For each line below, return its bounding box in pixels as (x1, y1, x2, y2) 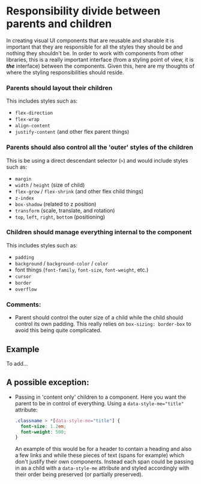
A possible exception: (6, 377, 89, 388)
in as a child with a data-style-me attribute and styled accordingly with (14, 464, 190, 472)
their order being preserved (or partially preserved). (14, 471, 143, 478)
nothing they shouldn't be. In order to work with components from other (6, 49, 184, 56)
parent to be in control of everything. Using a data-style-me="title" (14, 399, 184, 407)
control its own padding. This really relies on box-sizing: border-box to (14, 320, 191, 328)
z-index (14, 195, 34, 201)
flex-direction (14, 110, 53, 116)
